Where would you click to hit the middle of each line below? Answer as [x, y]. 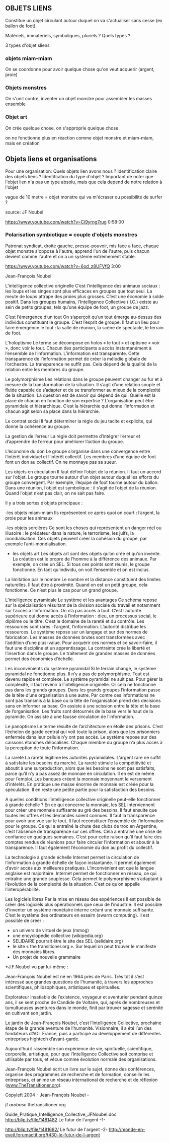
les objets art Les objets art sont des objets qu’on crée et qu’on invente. [87, 553]
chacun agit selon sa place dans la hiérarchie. [53, 411]
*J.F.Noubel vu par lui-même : [37, 967]
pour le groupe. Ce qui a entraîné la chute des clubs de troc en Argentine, [81, 826]
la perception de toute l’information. [42, 748]
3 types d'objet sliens [27, 45]
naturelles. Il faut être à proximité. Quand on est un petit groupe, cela [76, 585]
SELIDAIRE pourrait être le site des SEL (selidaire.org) [68, 941]
